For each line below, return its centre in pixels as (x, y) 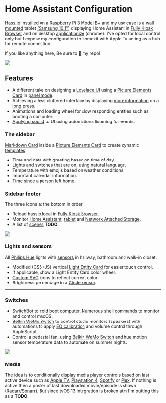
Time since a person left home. (44, 181)
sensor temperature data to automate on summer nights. (70, 342)
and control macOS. (33, 316)
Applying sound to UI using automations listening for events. (74, 121)
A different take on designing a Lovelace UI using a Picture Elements (82, 90)
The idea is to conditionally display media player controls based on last (77, 375)
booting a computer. (33, 116)
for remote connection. (28, 43)
